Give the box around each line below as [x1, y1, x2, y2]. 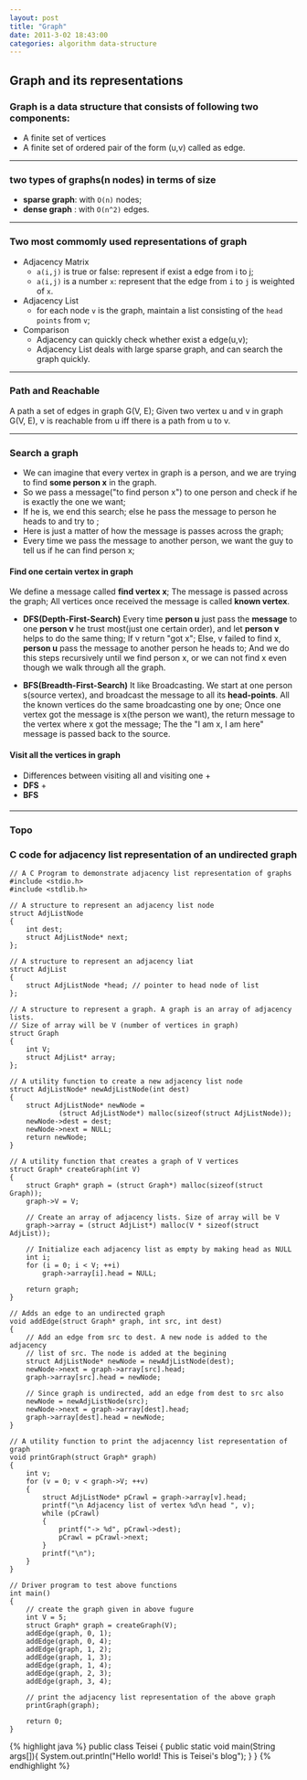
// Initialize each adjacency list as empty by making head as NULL [26, 1245, 292, 1254]
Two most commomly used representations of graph [9, 235, 248, 248]
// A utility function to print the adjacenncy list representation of [9, 1437, 288, 1446]
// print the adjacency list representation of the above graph [26, 1693, 276, 1702]
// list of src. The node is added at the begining [26, 1349, 227, 1359]
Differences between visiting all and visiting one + [22, 770, 211, 781]
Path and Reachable [9, 385, 101, 398]
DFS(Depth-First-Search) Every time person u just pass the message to [22, 613, 298, 624]
